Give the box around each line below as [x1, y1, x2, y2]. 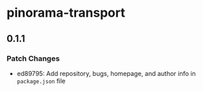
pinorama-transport [6, 5, 126, 21]
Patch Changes [6, 54, 60, 63]
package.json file [16, 77, 66, 85]
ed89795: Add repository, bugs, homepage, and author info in [16, 69, 196, 77]
